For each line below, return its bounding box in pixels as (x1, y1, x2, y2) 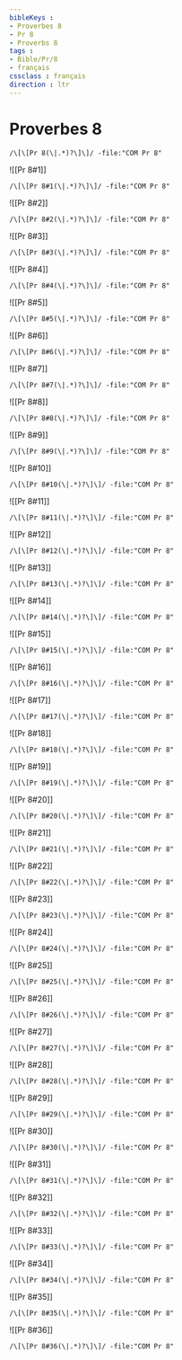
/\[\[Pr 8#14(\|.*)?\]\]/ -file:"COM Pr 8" (9, 612, 175, 621)
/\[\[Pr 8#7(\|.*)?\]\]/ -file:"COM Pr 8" (9, 380, 170, 389)
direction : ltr (9, 80, 70, 89)
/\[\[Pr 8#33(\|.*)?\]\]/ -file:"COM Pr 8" (9, 1242, 175, 1251)
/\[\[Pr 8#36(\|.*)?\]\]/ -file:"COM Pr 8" (9, 1341, 175, 1351)
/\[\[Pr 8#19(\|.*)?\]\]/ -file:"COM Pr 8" (9, 778, 175, 787)
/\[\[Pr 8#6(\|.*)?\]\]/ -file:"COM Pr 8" (9, 347, 170, 356)
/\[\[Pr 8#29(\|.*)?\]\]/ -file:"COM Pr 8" (9, 1109, 175, 1119)
